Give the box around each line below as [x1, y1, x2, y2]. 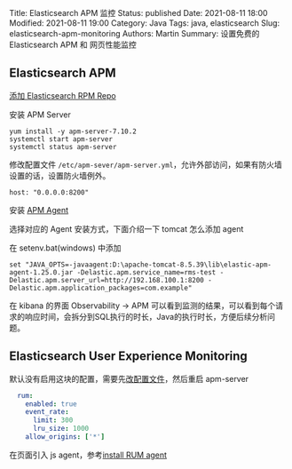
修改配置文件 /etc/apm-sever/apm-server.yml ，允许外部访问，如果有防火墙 [9, 159, 282, 170]
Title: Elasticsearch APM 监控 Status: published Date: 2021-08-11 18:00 [9, 8, 268, 18]
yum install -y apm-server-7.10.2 [9, 127, 138, 136]
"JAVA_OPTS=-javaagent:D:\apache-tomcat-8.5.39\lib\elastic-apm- [25, 260, 272, 269]
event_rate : [25, 408, 69, 417]
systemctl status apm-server [9, 142, 117, 151]
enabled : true [25, 399, 77, 409]
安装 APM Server [9, 109, 71, 120]
